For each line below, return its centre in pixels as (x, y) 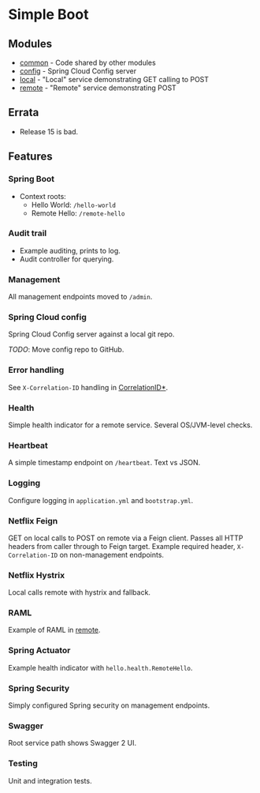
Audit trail (28, 233)
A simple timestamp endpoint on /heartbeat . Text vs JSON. (104, 463)
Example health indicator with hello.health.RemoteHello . (100, 667)
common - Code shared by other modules (87, 62)
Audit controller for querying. (67, 259)
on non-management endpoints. (111, 554)
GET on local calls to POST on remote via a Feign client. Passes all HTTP (126, 538)
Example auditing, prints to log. (70, 250)
